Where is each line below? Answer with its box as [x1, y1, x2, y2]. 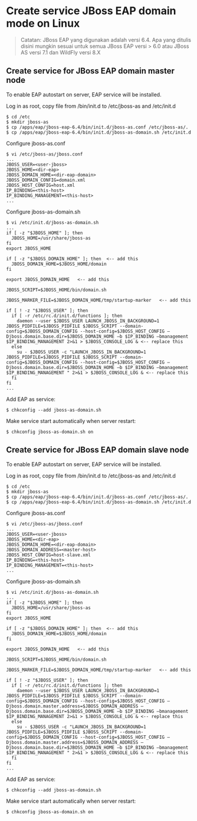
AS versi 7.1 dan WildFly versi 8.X [20, 49, 101, 56]
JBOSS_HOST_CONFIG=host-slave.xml [6, 552, 91, 558]
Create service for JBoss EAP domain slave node [6, 445, 189, 455]
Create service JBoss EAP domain [6, 4, 176, 18]
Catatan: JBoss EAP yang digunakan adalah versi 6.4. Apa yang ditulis [20, 36, 192, 43]
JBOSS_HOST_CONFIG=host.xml [6, 182, 75, 188]
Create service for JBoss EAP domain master [6, 66, 175, 76]
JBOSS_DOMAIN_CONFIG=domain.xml [6, 177, 86, 183]
